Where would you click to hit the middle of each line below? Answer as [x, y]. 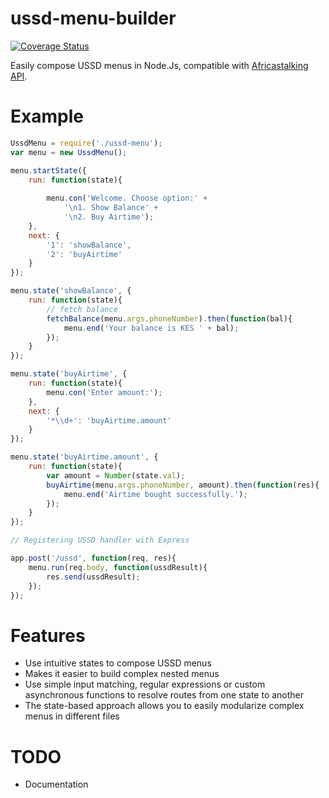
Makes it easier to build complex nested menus [122, 674]
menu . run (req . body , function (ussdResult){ [118, 567]
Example [47, 116]
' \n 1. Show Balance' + [111, 208]
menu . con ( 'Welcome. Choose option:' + [127, 198]
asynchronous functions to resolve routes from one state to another [164, 695]
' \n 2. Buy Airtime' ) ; [109, 217]
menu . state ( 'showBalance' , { [71, 291]
